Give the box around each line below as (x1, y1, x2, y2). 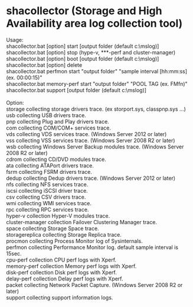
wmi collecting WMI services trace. (6, 199, 91, 206)
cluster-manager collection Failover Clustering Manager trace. (6, 218, 158, 225)
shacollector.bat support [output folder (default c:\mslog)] (6, 86, 146, 93)
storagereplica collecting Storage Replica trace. (6, 231, 122, 238)
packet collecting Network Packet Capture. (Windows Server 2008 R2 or (6, 281, 183, 288)
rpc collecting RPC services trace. (6, 206, 89, 213)
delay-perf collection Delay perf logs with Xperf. (6, 275, 123, 282)
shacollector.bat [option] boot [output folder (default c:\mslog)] (6, 55, 159, 62)
